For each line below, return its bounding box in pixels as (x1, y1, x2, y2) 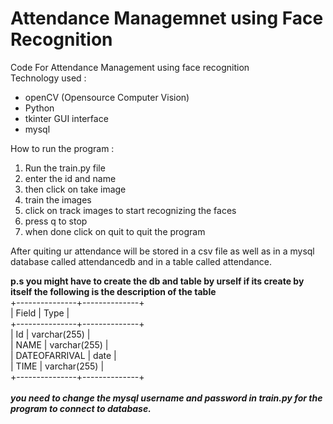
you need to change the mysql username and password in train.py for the (10, 392, 323, 404)
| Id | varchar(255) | (10, 328, 91, 340)
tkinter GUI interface (24, 112, 109, 124)
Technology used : (10, 72, 87, 84)
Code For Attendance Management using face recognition (10, 61, 250, 73)
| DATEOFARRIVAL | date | (10, 349, 117, 361)
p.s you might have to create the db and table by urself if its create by (10, 275, 305, 287)
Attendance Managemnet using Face (10, 7, 324, 30)
